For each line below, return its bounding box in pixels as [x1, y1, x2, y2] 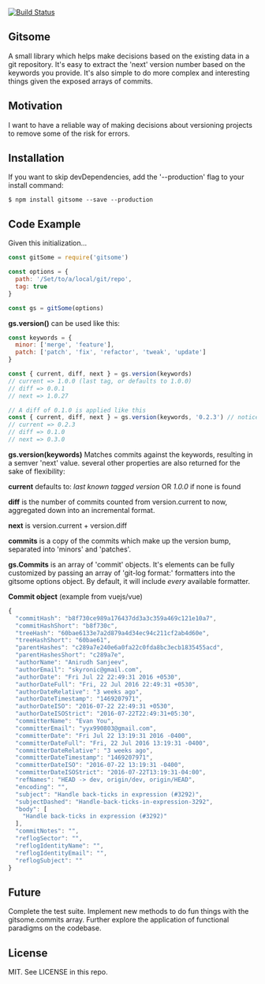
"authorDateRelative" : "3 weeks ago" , [15, 687, 144, 696]
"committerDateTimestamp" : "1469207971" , [15, 754, 154, 761]
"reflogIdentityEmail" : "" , [15, 849, 108, 857]
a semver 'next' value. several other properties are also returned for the [8, 458, 241, 467]
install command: [8, 181, 64, 190]
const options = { [8, 268, 69, 276]
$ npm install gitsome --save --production [8, 196, 154, 204]
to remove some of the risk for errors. [8, 129, 130, 138]
